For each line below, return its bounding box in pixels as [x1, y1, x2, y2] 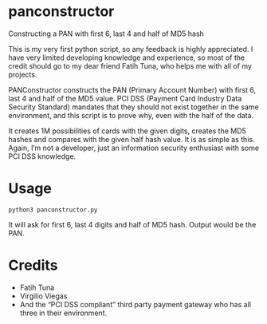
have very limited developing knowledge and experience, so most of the [8, 53, 245, 62]
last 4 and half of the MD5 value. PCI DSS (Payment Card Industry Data [8, 93, 242, 103]
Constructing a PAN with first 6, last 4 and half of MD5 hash [8, 29, 205, 38]
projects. [8, 69, 37, 79]
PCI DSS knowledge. [8, 151, 77, 161]
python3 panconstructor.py [8, 206, 98, 214]
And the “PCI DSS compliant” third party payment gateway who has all [19, 299, 251, 309]
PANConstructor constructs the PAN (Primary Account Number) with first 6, [8, 85, 257, 94]
